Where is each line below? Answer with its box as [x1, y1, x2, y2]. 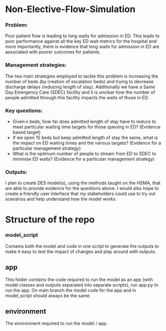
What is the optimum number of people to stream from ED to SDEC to [12, 151, 156, 157]
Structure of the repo [5, 214, 95, 225]
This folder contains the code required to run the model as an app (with [5, 276, 153, 283]
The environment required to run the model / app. [5, 320, 108, 326]
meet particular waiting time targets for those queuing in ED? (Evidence [12, 124, 161, 130]
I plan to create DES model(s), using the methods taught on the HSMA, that [5, 180, 161, 186]
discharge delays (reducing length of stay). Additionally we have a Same [5, 84, 155, 90]
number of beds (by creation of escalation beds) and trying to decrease [5, 78, 154, 84]
